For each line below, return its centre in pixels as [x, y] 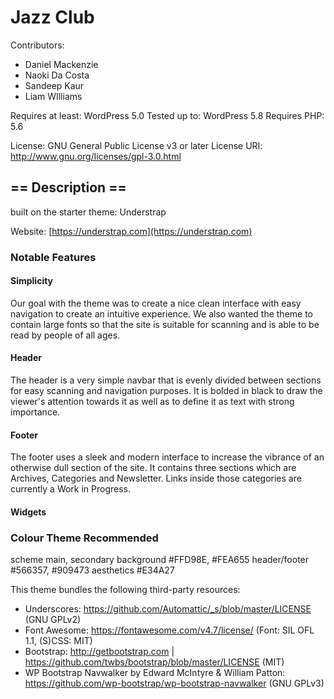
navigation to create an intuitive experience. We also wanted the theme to [161, 313]
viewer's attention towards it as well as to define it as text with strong [152, 402]
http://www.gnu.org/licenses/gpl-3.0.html [96, 156]
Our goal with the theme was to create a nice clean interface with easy [156, 303]
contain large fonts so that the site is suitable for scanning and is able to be [165, 324]
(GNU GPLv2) [53, 620]
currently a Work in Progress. [71, 489]
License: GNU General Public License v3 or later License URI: [136, 145]
